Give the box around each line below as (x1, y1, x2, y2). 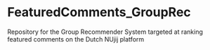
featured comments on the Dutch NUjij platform (7, 35, 145, 43)
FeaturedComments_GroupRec (7, 4, 191, 20)
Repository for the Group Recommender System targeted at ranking (7, 27, 204, 36)
